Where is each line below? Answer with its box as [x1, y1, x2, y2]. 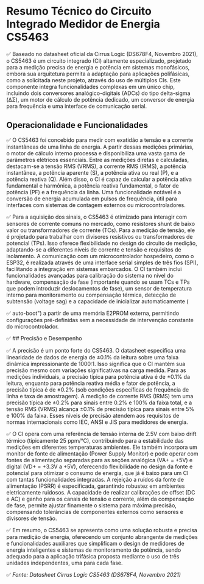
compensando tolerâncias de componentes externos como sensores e [6, 508, 184, 515]
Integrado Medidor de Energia [6, 17, 160, 31]
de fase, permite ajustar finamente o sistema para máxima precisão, [6, 501, 177, 509]
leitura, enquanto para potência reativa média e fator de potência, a [6, 379, 175, 387]
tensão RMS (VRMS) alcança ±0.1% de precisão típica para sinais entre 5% [6, 405, 195, 412]
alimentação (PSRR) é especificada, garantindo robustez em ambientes [6, 482, 185, 490]
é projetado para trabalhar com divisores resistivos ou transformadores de [6, 233, 193, 240]
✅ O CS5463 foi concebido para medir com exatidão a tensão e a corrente [6, 136, 194, 144]
